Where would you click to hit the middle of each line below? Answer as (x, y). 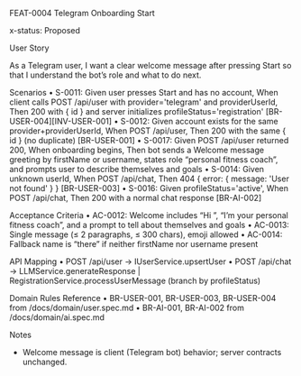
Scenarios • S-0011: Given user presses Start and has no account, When (144, 92)
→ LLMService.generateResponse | (75, 271)
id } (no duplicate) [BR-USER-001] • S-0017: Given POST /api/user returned (149, 140)
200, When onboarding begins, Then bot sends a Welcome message (137, 150)
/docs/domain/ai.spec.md (57, 317)
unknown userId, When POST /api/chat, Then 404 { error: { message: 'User (150, 179)
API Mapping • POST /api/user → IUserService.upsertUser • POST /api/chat (150, 261)
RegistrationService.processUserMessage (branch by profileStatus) (135, 280)
